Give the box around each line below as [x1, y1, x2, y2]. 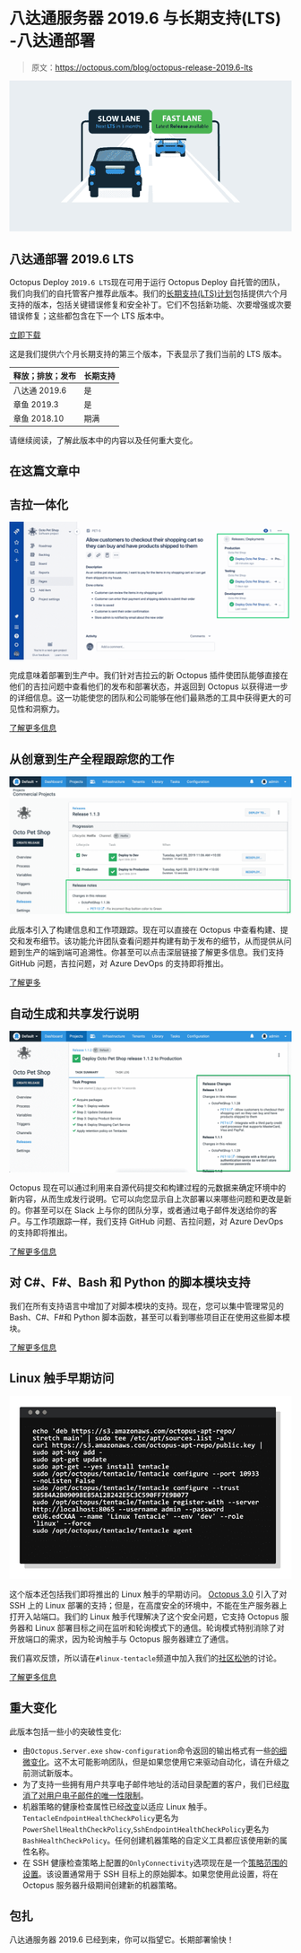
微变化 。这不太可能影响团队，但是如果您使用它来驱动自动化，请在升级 [21, 1756, 282, 1767]
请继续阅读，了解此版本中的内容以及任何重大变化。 [9, 434, 198, 445]
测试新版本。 [30, 1767, 78, 1778]
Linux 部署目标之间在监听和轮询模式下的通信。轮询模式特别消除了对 [34, 1622, 285, 1633]
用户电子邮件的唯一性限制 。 [46, 1790, 149, 1800]
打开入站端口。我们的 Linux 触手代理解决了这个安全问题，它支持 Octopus [9, 1611, 279, 1622]
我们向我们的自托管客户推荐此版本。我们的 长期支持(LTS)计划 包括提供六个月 [9, 288, 288, 299]
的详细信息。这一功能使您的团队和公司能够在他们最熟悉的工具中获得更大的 [9, 693, 284, 703]
